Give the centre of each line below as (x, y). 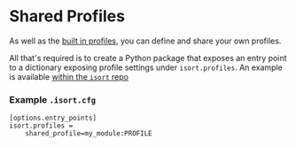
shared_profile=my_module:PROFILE (89, 134)
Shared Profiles (67, 16)
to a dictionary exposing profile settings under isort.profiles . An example (146, 67)
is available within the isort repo (69, 76)
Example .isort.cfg (52, 99)
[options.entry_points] (53, 118)
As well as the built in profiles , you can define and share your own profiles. (145, 41)
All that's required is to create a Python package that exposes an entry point (148, 58)
